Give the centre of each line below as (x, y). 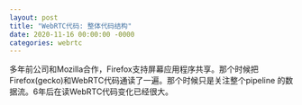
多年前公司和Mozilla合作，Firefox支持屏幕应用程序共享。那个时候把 (134, 69)
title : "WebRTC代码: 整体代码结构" (71, 26)
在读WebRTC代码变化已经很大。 (114, 92)
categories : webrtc (46, 43)
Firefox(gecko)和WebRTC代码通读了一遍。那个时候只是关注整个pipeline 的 (147, 81)
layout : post (34, 17)
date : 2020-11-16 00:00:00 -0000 (72, 34)
